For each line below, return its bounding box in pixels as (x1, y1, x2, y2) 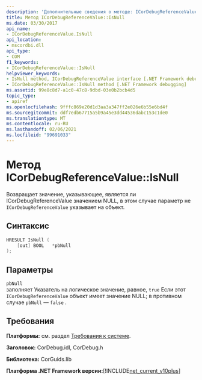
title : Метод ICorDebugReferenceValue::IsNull (6, 14, 125, 20)
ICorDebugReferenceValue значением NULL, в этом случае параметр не (6, 197, 191, 204)
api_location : (6, 37, 42, 43)
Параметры (6, 264, 54, 275)
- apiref (6, 98, 28, 104)
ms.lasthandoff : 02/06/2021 (6, 126, 77, 132)
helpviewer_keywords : (6, 70, 61, 76)
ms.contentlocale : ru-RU (6, 121, 69, 127)
